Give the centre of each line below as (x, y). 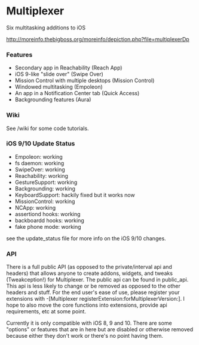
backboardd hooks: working (50, 220)
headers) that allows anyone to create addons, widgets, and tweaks (90, 273)
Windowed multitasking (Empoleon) (59, 87)
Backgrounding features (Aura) (53, 99)
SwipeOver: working (40, 170)
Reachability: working (42, 175)
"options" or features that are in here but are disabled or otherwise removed (99, 329)
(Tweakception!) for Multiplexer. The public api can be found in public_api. (97, 280)
